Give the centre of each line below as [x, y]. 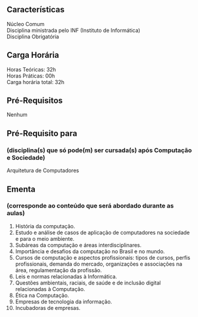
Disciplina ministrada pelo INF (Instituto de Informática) [74, 30]
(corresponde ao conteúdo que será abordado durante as [90, 206]
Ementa [21, 189]
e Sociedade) [26, 157]
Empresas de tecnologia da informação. [64, 302]
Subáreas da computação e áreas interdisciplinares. [78, 245]
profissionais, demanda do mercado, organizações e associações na [99, 264]
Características [36, 10]
